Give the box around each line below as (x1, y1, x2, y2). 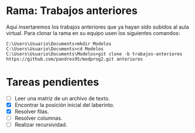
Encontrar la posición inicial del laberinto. (14, 101, 115, 108)
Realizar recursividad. (14, 121, 68, 128)
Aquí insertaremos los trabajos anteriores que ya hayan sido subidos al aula (6, 23, 189, 30)
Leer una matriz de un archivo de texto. (14, 94, 110, 101)
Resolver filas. (14, 108, 49, 115)
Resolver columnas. (14, 115, 63, 122)
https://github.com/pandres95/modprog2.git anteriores (6, 56, 143, 62)
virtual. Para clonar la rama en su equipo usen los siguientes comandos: (6, 29, 180, 36)
